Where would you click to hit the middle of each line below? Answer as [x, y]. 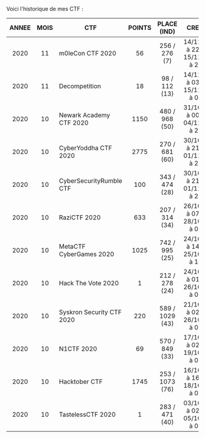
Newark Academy [85, 115]
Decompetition [80, 86]
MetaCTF [72, 246]
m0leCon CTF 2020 [88, 53]
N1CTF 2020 [78, 349]
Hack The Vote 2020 [89, 283]
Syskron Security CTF [90, 312]
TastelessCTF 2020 [87, 414]
